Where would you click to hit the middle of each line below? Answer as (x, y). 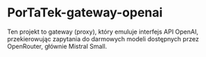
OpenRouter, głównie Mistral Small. (57, 46)
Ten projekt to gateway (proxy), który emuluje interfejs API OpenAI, (103, 32)
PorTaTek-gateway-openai (85, 13)
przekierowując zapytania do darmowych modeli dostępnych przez (103, 38)
